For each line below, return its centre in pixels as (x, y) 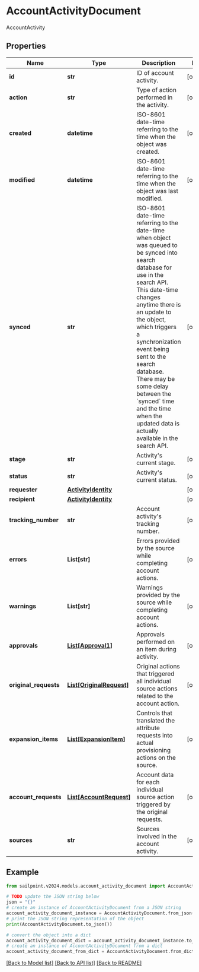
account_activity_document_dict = (49, 941)
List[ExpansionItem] (96, 739)
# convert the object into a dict (49, 935)
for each (148, 782)
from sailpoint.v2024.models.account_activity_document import (86, 886)
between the (154, 393)
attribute (148, 728)
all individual (153, 681)
